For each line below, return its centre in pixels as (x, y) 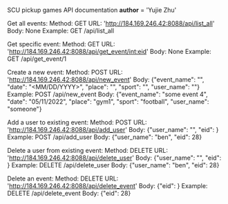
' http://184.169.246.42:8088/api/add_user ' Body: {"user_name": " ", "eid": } (113, 130)
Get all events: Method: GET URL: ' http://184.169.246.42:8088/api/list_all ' (111, 23)
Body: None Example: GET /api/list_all (61, 31)
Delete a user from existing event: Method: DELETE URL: (87, 150)
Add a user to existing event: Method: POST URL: (77, 122)
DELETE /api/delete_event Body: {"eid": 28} (69, 193)
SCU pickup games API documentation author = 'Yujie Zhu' (92, 10)
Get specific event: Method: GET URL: (61, 44)
